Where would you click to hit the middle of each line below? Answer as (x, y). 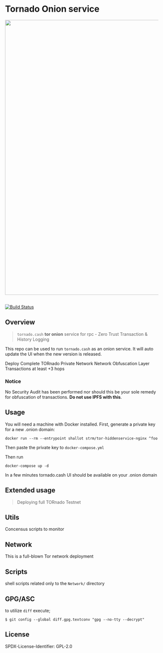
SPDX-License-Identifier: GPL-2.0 (39, 646)
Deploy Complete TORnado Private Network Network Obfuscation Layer (77, 363)
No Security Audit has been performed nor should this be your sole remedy (81, 392)
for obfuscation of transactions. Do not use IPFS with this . (63, 397)
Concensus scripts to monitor (35, 529)
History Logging (33, 339)
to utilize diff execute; (28, 610)
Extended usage (30, 490)
